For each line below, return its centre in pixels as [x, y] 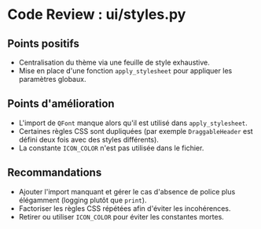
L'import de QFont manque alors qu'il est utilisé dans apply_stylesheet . [133, 123]
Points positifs [44, 44]
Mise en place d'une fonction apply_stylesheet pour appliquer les [125, 71]
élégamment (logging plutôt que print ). [83, 200]
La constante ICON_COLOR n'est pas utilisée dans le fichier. [111, 148]
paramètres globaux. [52, 79]
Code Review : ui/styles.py [97, 15]
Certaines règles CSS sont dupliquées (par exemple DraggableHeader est [136, 131]
